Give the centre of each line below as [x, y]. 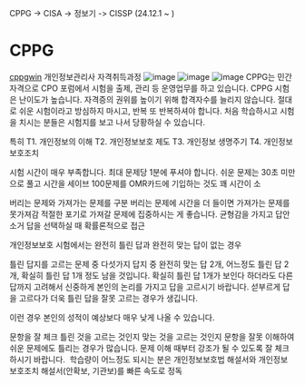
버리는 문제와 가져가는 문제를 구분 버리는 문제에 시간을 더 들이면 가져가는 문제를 [150, 202]
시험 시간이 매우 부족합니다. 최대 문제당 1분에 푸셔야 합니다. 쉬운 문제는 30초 [144, 172]
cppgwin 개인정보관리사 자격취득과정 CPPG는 [143, 76]
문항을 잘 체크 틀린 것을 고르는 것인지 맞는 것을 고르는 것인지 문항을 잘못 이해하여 [152, 336]
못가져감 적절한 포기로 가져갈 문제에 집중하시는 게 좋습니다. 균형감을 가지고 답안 [150, 214]
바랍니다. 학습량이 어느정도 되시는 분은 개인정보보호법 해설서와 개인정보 [161, 359]
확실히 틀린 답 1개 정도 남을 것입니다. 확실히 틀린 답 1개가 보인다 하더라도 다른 [157, 275]
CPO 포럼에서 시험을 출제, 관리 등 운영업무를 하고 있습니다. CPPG [157, 88]
